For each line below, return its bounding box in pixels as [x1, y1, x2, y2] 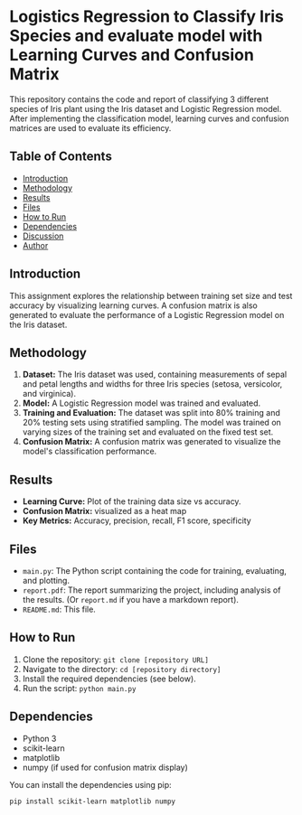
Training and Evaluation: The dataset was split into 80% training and [22, 407, 280, 418]
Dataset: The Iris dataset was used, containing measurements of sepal [22, 369, 288, 380]
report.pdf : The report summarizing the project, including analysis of [22, 585, 281, 595]
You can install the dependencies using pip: [9, 779, 172, 790]
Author [22, 239, 49, 250]
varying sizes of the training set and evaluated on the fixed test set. [22, 426, 274, 437]
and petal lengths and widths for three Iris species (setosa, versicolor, [22, 379, 283, 389]
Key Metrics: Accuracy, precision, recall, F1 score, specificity [22, 515, 251, 526]
